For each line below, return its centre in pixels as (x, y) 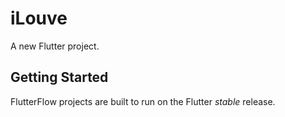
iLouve (39, 18)
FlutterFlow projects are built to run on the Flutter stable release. (143, 101)
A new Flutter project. (55, 46)
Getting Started (59, 77)
